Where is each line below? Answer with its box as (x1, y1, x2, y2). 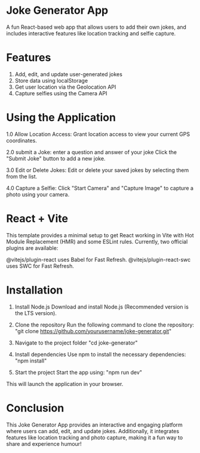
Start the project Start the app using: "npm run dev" (14, 369, 142, 376)
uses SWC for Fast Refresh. (6, 262, 75, 270)
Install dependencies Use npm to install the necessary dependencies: (14, 351, 186, 358)
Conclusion (6, 401, 64, 415)
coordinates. (6, 137, 37, 144)
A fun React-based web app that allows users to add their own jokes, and (6, 23, 187, 31)
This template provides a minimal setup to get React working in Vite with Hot (6, 231, 194, 238)
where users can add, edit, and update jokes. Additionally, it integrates (6, 427, 180, 434)
